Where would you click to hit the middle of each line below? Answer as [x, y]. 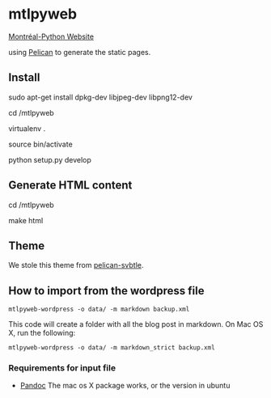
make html [26, 220]
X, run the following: [42, 333]
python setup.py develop [50, 159]
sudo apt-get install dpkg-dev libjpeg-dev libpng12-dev [100, 97]
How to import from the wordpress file [106, 291]
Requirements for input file [62, 368]
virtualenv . [27, 128]
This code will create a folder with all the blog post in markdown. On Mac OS [136, 324]
